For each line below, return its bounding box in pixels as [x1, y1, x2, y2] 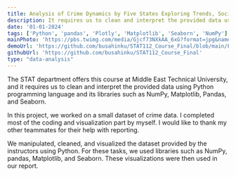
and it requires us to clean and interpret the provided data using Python [7, 82, 214, 91]
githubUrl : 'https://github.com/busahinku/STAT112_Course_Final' [7, 50, 202, 57]
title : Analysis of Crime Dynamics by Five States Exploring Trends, [7, 10, 216, 17]
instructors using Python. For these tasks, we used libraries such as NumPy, [7, 146, 228, 155]
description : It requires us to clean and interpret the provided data [7, 17, 221, 24]
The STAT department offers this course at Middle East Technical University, [7, 75, 228, 83]
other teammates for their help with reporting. [7, 125, 140, 134]
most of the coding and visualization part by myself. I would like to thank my [7, 118, 227, 127]
